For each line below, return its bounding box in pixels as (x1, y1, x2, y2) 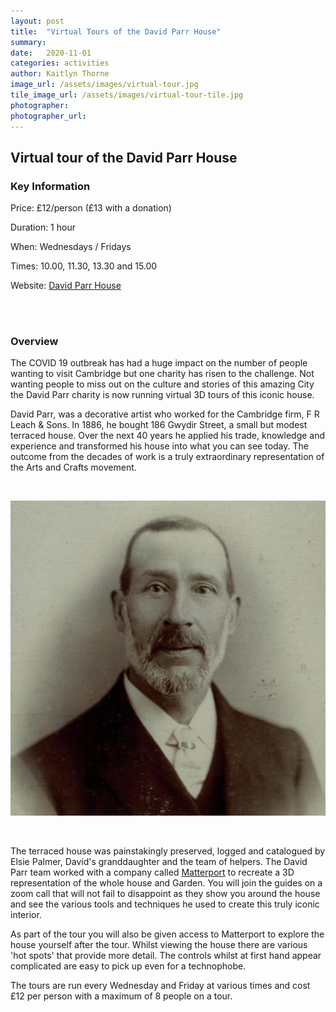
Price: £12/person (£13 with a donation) (10, 202, 172, 214)
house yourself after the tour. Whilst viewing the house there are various (10, 939, 308, 951)
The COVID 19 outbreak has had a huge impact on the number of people (10, 357, 308, 369)
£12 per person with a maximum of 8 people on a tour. (10, 990, 233, 1002)
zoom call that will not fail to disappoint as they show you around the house (10, 888, 321, 900)
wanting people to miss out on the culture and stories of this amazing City (10, 378, 315, 390)
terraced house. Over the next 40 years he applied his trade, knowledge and (10, 430, 326, 442)
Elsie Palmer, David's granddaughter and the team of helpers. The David (10, 856, 308, 868)
